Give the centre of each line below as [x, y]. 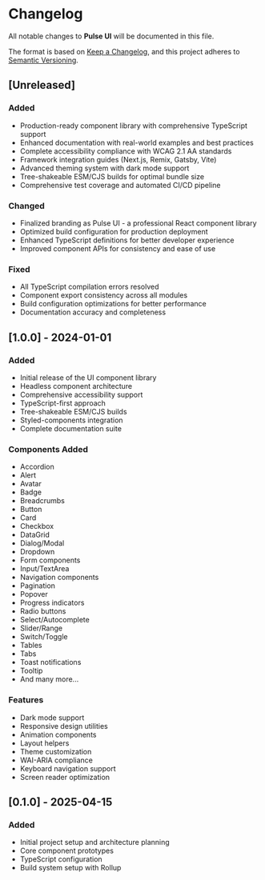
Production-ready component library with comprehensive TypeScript [134, 126]
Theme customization [56, 751]
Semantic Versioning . [43, 60]
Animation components [58, 734]
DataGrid [35, 535]
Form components [50, 560]
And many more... [49, 679]
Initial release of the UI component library [88, 378]
